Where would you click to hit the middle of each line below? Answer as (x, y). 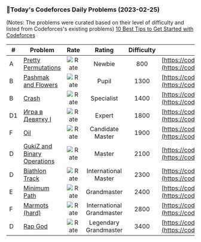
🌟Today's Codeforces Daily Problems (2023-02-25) (83, 10)
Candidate (104, 129)
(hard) (32, 213)
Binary (32, 154)
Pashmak (36, 77)
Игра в (33, 112)
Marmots (36, 205)
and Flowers (40, 85)
